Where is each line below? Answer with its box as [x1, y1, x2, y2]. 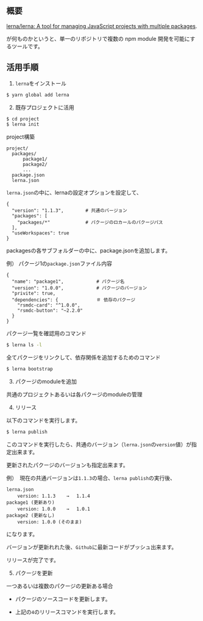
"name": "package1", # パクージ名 [12, 278, 125, 285]
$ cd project [6, 115, 40, 122]
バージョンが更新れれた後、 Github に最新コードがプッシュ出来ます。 [6, 543, 177, 551]
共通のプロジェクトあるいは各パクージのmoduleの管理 [6, 391, 143, 398]
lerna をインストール [15, 79, 67, 87]
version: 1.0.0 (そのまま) [17, 518, 82, 525]
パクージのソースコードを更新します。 [15, 595, 111, 603]
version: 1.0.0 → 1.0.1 [17, 506, 90, 512]
